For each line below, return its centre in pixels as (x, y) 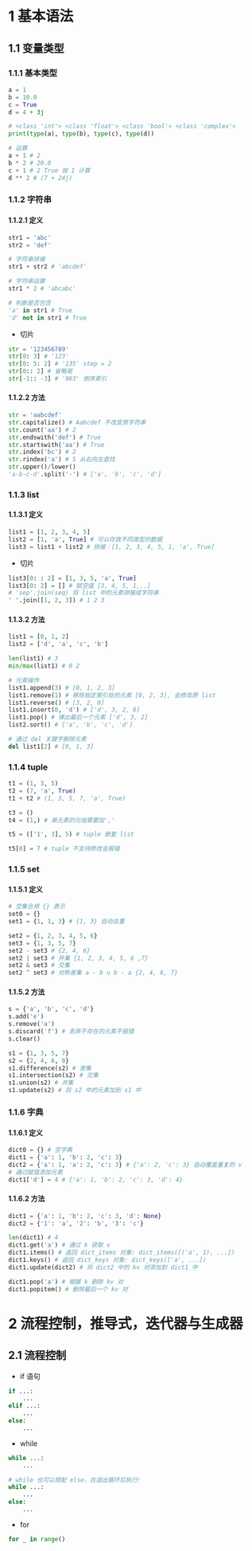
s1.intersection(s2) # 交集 (54, 1075)
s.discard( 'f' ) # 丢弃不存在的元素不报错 (71, 1032)
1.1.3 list (24, 495)
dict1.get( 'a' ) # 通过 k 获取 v (60, 1245)
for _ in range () (37, 1539)
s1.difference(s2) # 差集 (50, 1068)
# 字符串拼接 (27, 260)
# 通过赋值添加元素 (36, 1172)
